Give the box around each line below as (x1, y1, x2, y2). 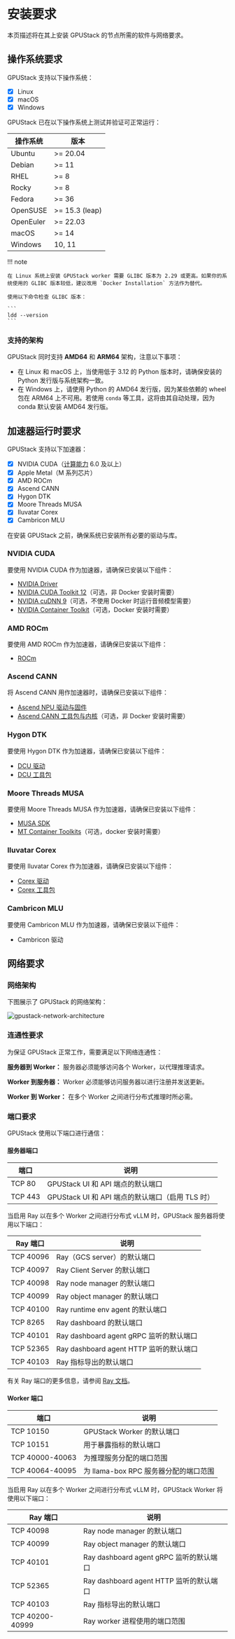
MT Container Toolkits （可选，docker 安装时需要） (17, 828, 164, 836)
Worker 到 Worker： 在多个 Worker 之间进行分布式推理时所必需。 (7, 1092, 197, 1101)
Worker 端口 (7, 1394, 43, 1402)
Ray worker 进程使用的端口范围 (83, 1617, 185, 1626)
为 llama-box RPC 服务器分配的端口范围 (83, 1466, 215, 1476)
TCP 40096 (10, 1252, 50, 1262)
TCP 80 (10, 1179, 36, 1189)
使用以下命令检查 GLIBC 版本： (7, 293, 87, 300)
